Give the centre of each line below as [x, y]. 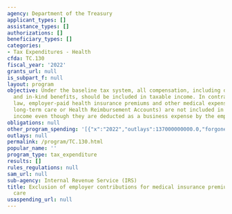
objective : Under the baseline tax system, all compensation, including [114, 90]
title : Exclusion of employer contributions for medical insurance [106, 187]
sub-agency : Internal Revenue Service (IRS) [72, 180]
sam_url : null [28, 174]
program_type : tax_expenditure [52, 155]
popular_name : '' [32, 148]
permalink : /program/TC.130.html [55, 142]
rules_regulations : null [43, 167]
